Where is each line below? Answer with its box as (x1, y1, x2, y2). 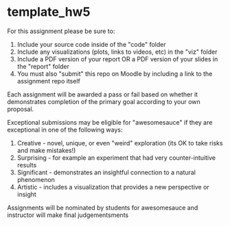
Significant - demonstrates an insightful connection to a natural (16, 168, 196, 176)
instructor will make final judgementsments (7, 211, 129, 219)
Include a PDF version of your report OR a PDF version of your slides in (16, 54, 218, 63)
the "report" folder (16, 62, 70, 70)
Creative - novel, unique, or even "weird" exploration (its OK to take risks (16, 138, 223, 147)
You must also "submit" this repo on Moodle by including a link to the (16, 70, 213, 78)
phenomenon (16, 175, 55, 183)
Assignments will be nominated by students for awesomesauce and (7, 203, 198, 212)
